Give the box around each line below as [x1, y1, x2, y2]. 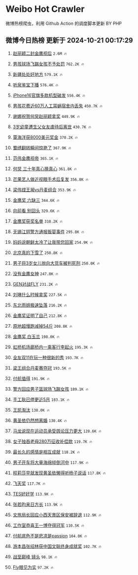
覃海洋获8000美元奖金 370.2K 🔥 [12, 134, 78, 140]
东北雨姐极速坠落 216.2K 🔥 [12, 302, 67, 308]
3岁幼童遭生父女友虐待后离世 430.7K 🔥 [12, 123, 92, 129]
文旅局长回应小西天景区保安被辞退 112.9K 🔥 [12, 512, 102, 518]
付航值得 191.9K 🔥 [12, 375, 50, 381]
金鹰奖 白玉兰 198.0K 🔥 [12, 333, 60, 339]
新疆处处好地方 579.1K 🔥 [12, 71, 63, 77]
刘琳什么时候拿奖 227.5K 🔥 [12, 291, 67, 297]
